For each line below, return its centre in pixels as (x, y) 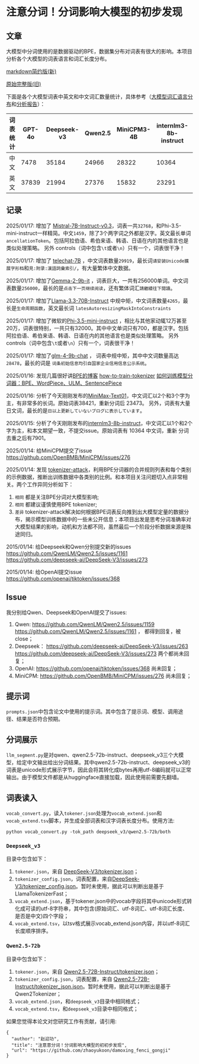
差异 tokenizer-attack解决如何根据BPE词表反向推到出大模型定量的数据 (99, 512)
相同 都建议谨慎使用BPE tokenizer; (56, 504)
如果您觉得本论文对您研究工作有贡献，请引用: (62, 1021)
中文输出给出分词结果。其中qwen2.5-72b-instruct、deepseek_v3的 (108, 762)
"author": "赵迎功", (36, 1039)
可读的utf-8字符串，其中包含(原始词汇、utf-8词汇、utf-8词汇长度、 (107, 908)
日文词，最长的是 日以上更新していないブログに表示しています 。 (76, 410)
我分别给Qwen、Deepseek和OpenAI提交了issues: (67, 612)
